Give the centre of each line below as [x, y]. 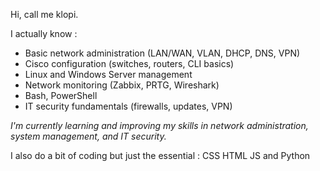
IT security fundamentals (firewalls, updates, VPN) [128, 106]
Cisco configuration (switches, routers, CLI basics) [129, 63]
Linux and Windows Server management [108, 74]
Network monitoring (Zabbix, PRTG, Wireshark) [122, 85]
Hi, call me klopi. [44, 14]
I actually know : [44, 33]
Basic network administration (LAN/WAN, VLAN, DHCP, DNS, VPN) [162, 53]
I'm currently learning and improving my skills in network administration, [159, 125]
